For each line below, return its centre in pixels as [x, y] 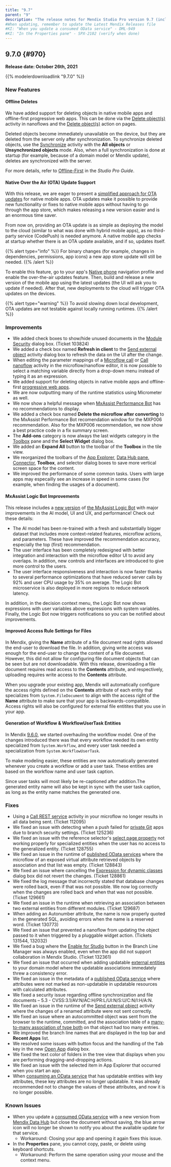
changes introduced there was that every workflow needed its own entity [82, 740]
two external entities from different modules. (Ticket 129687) [76, 908]
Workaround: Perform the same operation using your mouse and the [92, 1154]
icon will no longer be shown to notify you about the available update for [88, 1127]
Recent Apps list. [31, 1038]
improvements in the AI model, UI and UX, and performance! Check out [80, 513]
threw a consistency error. [40, 974]
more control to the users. [40, 566]
